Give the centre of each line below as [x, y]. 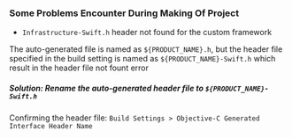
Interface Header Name [51, 127]
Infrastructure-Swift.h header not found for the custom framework [147, 33]
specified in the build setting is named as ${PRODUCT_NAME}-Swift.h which [142, 59]
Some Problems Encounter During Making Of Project [124, 13]
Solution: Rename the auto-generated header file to [107, 88]
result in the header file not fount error [79, 68]
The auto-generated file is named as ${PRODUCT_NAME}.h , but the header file [146, 49]
